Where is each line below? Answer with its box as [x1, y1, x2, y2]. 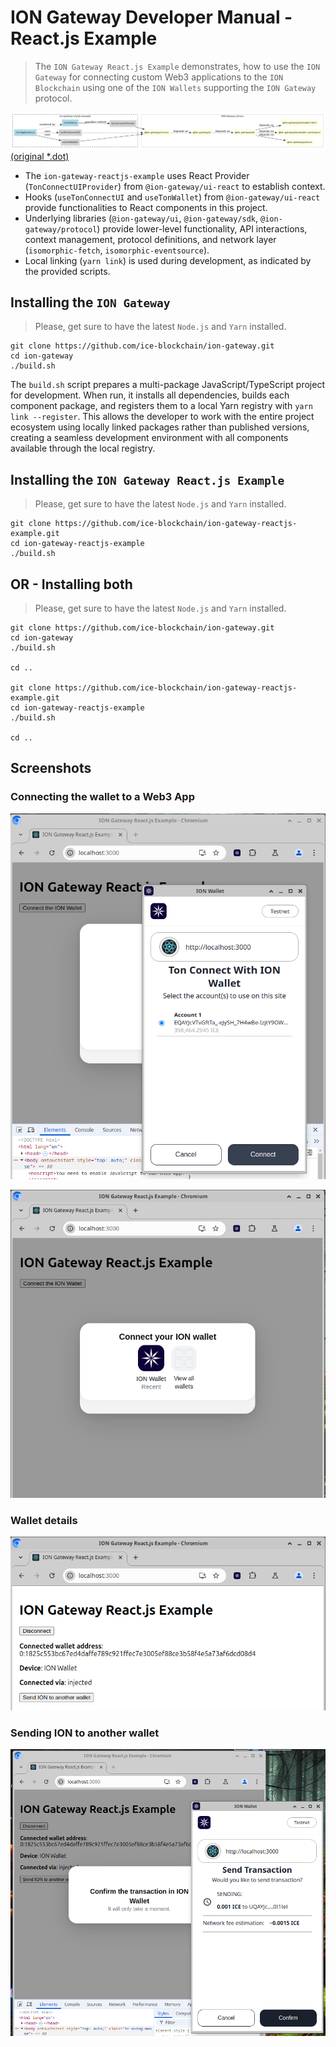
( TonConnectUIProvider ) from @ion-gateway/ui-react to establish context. [24, 180, 326, 192]
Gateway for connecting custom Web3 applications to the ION [34, 71, 284, 83]
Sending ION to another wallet [10, 1726, 160, 1740]
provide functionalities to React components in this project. [24, 201, 268, 213]
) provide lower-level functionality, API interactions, [96, 222, 308, 235]
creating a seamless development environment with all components [10, 432, 289, 444]
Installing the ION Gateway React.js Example [10, 471, 285, 488]
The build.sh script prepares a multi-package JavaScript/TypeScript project [10, 379, 325, 391]
